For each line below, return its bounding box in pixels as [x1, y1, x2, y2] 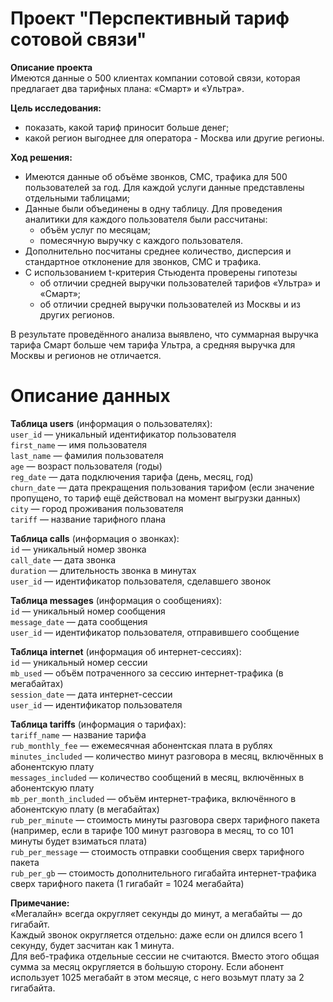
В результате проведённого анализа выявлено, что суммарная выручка [10, 328, 319, 340]
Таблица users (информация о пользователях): [10, 417, 213, 429]
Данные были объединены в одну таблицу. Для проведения [24, 202, 283, 214]
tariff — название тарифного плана [10, 513, 167, 525]
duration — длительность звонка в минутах [10, 564, 197, 576]
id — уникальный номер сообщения [10, 605, 166, 617]
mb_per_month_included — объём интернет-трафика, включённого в [10, 792, 297, 804]
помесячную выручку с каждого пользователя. [39, 234, 244, 246]
